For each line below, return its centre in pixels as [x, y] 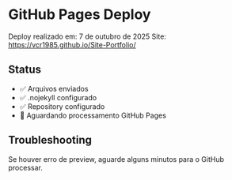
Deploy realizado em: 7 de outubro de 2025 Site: [87, 36]
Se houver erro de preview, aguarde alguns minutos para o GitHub [116, 159]
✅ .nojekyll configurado [58, 97]
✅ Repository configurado [62, 106]
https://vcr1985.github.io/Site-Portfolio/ [72, 44]
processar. [26, 167]
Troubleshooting [50, 140]
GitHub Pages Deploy [80, 15]
